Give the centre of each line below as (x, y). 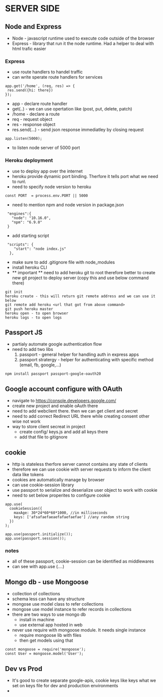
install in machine (37, 620)
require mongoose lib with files (50, 635)
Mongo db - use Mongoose (47, 582)
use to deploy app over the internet (47, 171)
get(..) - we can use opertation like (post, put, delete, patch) (72, 109)
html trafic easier (29, 49)
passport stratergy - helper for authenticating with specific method (86, 360)
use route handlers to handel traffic (47, 72)
